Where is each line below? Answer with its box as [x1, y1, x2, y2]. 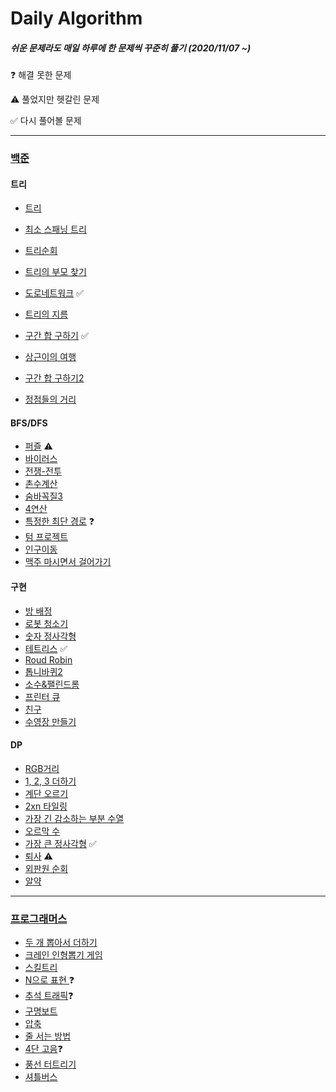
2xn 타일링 [24, 800, 68, 812]
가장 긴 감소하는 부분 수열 [24, 812, 125, 824]
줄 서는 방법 [24, 1030, 72, 1042]
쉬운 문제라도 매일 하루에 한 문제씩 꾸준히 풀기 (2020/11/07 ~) [10, 42, 252, 54]
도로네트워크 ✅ [24, 287, 84, 299]
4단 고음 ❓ [24, 1043, 63, 1055]
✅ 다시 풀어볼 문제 [10, 115, 82, 127]
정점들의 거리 [24, 393, 77, 406]
